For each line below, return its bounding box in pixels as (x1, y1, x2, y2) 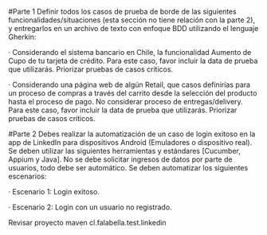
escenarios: (8, 171, 47, 181)
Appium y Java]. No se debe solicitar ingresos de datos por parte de (8, 155, 233, 164)
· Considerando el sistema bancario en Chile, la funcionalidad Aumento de (8, 48, 252, 57)
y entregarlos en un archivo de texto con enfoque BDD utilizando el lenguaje (8, 24, 259, 33)
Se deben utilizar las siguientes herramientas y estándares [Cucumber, (8, 147, 241, 155)
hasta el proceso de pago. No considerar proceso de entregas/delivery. (8, 97, 243, 106)
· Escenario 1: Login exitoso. (8, 187, 100, 196)
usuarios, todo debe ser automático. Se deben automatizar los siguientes (8, 163, 249, 172)
